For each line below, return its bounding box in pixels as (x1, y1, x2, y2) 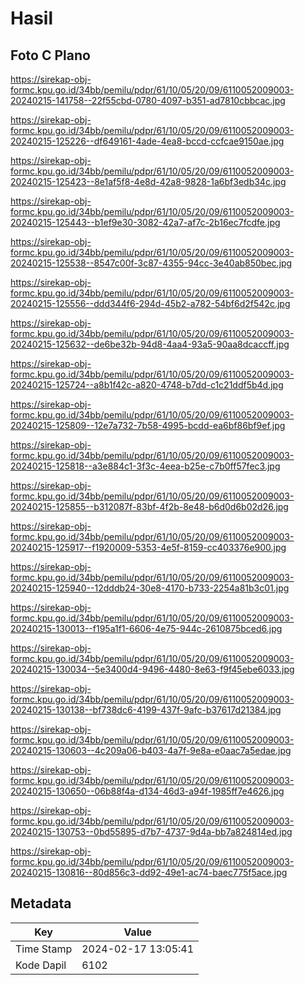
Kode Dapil (15, 958, 67, 972)
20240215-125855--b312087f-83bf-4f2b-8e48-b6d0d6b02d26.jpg (10, 501, 289, 512)
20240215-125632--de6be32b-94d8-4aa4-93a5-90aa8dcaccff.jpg (10, 338, 290, 350)
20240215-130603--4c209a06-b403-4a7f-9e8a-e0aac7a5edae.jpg (10, 745, 292, 756)
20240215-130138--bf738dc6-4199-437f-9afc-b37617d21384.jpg (10, 704, 282, 716)
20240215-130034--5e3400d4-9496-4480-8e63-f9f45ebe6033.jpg (10, 663, 295, 675)
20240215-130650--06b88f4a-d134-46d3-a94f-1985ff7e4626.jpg (10, 785, 285, 797)
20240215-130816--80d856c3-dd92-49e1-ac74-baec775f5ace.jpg (10, 867, 288, 878)
